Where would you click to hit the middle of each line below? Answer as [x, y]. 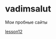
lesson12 [14, 31]
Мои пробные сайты [26, 22]
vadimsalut [28, 9]
